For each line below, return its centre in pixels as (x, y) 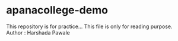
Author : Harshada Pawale (38, 32)
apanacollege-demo (57, 10)
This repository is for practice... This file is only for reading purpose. (90, 26)
